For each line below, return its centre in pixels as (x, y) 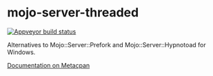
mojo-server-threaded (73, 13)
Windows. (21, 52)
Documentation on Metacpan (49, 65)
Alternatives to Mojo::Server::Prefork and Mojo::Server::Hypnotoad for (106, 45)
